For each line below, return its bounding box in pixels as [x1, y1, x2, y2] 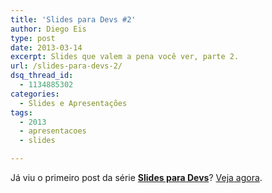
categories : [10, 89, 60, 99]
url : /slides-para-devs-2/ [10, 61, 123, 71]
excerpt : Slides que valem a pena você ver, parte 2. [10, 52, 240, 62]
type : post [10, 33, 56, 43]
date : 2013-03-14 [10, 42, 83, 53]
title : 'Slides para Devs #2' [10, 14, 137, 25]
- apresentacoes [19, 126, 87, 136]
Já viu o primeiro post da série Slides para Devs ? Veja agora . [10, 172, 263, 183]
